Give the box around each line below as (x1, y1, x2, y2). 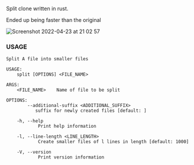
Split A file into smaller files (6, 56, 89, 62)
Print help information (37, 124, 96, 130)
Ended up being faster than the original (6, 17, 102, 23)
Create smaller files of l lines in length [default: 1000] (37, 139, 189, 145)
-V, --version (17, 149, 51, 156)
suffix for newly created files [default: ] (35, 108, 147, 114)
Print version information (37, 154, 105, 160)
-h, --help (17, 118, 44, 124)
